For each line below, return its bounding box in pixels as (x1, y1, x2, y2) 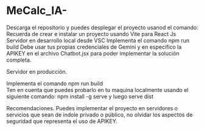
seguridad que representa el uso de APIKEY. (6, 117, 118, 125)
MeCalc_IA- (6, 4, 67, 18)
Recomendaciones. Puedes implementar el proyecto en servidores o (6, 104, 178, 112)
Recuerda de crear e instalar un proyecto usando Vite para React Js (6, 30, 177, 37)
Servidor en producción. (6, 68, 68, 75)
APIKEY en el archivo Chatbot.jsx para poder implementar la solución (6, 49, 180, 57)
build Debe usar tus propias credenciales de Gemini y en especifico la (6, 43, 182, 51)
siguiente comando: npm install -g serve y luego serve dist (6, 93, 153, 100)
